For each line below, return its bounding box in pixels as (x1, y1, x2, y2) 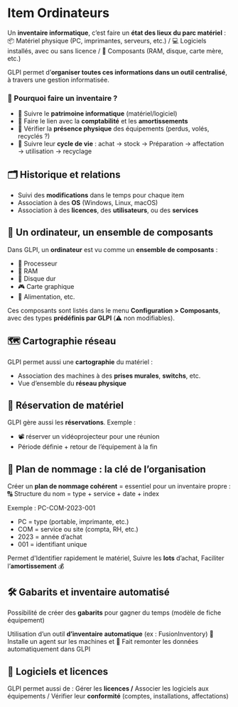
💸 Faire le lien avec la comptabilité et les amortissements (17, 117, 188, 126)
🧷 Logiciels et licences (7, 665, 109, 677)
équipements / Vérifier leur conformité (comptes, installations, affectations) (7, 691, 229, 700)
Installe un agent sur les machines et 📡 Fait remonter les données (7, 637, 199, 646)
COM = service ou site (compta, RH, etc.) (17, 525, 139, 534)
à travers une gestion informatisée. (7, 75, 110, 84)
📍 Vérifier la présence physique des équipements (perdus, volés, (17, 124, 210, 133)
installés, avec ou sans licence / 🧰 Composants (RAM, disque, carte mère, (7, 46, 224, 55)
